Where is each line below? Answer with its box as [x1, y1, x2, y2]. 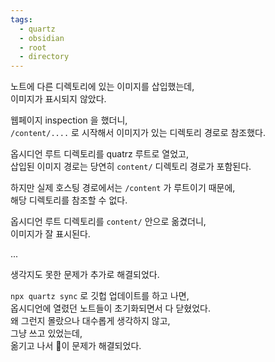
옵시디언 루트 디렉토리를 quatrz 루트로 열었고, [10, 148, 189, 160]
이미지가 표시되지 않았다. [10, 93, 107, 105]
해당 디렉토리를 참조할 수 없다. [10, 194, 128, 206]
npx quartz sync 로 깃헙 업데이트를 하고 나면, [10, 290, 190, 302]
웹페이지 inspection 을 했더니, [10, 114, 128, 126]
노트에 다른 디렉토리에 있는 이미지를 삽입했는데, [10, 81, 195, 93]
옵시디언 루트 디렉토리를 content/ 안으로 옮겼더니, [10, 216, 207, 228]
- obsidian [19, 33, 65, 43]
